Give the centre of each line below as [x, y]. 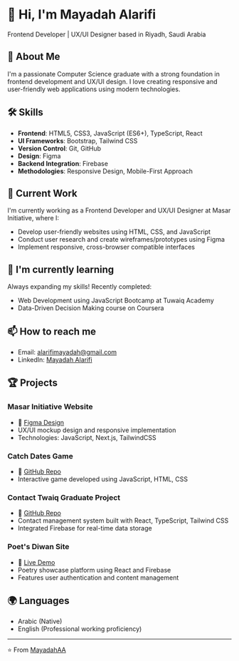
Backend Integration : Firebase [63, 163]
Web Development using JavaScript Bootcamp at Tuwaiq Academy [116, 301]
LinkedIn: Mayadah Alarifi [55, 360]
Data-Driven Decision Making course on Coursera [91, 308]
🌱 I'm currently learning [61, 269]
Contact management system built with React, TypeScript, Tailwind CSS [123, 521]
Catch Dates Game [40, 456]
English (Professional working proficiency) [80, 629]
